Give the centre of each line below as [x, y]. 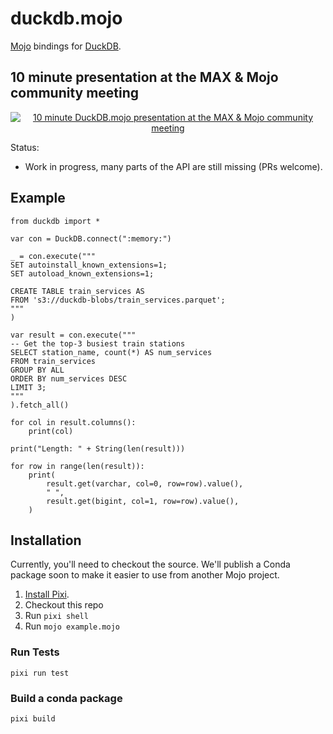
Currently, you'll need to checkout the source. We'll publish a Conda [150, 564]
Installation [46, 540]
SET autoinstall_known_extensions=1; [89, 265]
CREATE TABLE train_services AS [77, 291]
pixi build [33, 718]
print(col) [51, 431]
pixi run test [40, 673]
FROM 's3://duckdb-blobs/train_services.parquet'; [118, 300]
